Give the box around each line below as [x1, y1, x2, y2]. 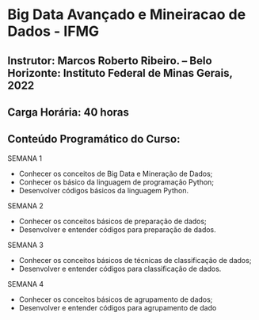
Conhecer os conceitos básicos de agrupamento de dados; [18, 295, 213, 304]
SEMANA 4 [7, 279, 44, 288]
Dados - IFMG [7, 22, 100, 40]
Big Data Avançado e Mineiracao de [7, 6, 246, 24]
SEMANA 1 [7, 153, 43, 163]
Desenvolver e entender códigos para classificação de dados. [18, 264, 222, 273]
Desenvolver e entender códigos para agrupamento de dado [18, 303, 217, 312]
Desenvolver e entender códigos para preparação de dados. [18, 224, 217, 234]
